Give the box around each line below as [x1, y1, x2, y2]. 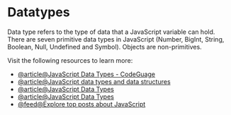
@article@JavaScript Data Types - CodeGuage [17, 70, 156, 78]
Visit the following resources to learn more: [7, 56, 133, 64]
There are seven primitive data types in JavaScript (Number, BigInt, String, [7, 35, 225, 43]
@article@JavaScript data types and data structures [17, 77, 171, 85]
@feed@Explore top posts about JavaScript [17, 99, 146, 108]
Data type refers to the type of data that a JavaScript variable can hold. [7, 28, 215, 36]
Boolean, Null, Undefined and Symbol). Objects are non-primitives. [7, 42, 202, 51]
